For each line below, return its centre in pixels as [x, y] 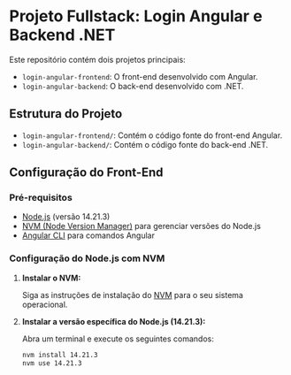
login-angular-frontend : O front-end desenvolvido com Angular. [140, 76]
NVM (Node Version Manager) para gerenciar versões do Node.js [141, 226]
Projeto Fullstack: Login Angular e [136, 16]
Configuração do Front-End [86, 173]
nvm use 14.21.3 [52, 363]
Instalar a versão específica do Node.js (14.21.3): [114, 321]
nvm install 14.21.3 [60, 355]
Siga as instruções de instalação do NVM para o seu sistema [132, 295]
